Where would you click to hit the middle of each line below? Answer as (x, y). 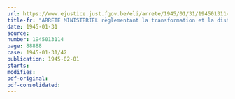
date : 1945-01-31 (33, 26)
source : (19, 33)
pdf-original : (28, 78)
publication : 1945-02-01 (43, 59)
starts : (19, 66)
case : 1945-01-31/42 (37, 53)
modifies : (22, 72)
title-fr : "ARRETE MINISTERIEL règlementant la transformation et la (111, 20)
